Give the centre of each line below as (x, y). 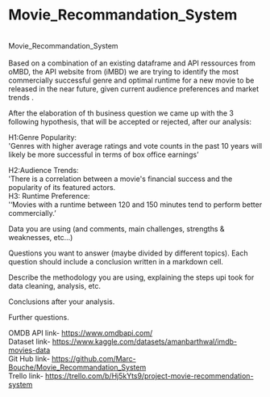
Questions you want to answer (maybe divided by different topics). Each (128, 253)
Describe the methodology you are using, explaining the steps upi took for (131, 277)
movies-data (29, 350)
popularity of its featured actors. (62, 187)
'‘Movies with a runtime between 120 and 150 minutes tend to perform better (135, 205)
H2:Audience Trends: (44, 170)
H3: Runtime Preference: (49, 196)
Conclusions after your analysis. (62, 302)
